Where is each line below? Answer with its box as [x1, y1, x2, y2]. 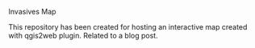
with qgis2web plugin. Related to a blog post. [8, 31, 159, 40]
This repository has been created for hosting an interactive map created [8, 22, 248, 31]
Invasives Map [8, 7, 56, 16]
